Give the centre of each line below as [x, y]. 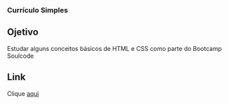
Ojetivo [23, 32]
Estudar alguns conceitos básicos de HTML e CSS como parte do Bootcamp [114, 48]
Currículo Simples [38, 10]
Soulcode [21, 56]
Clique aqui [23, 93]
